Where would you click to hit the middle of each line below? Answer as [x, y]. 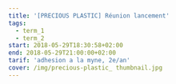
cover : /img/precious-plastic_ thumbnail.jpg [85, 68]
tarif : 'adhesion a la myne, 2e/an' [69, 61]
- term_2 [30, 38]
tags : [17, 23]
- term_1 [30, 30]
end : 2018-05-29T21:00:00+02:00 [62, 53]
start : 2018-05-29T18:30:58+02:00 [66, 46]
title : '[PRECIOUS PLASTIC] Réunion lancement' [89, 16]
